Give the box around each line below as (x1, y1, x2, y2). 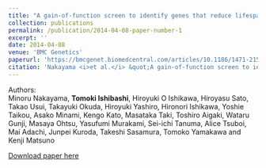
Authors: (8, 85, 36, 94)
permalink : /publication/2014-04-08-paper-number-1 (8, 26, 182, 34)
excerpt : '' (8, 33, 47, 42)
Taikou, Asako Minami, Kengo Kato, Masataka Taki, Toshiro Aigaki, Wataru (8, 110, 250, 120)
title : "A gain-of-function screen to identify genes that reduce (8, 11, 232, 20)
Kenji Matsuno (8, 136, 55, 145)
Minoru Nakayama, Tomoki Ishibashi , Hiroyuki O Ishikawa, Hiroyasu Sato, (8, 93, 249, 103)
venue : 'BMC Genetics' (8, 48, 83, 56)
